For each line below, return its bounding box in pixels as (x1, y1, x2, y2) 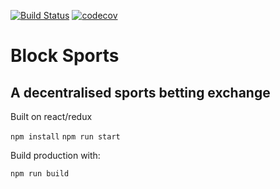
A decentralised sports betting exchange (10, 84, 271, 101)
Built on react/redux (10, 111, 93, 122)
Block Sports (10, 45, 120, 67)
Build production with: (10, 150, 101, 161)
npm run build (10, 169, 70, 179)
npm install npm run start (10, 132, 121, 142)
